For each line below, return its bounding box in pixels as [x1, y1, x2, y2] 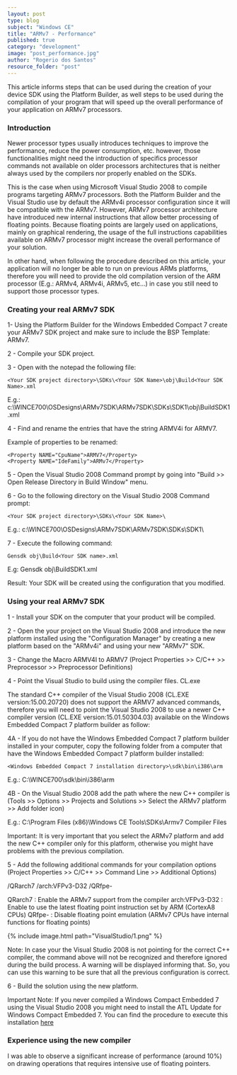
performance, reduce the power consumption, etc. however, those [7, 146, 201, 154]
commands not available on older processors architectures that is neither [7, 161, 221, 170]
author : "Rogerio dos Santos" [7, 57, 97, 64]
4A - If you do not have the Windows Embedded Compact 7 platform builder [7, 734, 230, 743]
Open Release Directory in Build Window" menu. [7, 478, 149, 486]
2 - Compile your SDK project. [7, 349, 96, 358]
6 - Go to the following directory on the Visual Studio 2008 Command [7, 492, 210, 500]
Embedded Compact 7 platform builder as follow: [7, 720, 151, 728]
